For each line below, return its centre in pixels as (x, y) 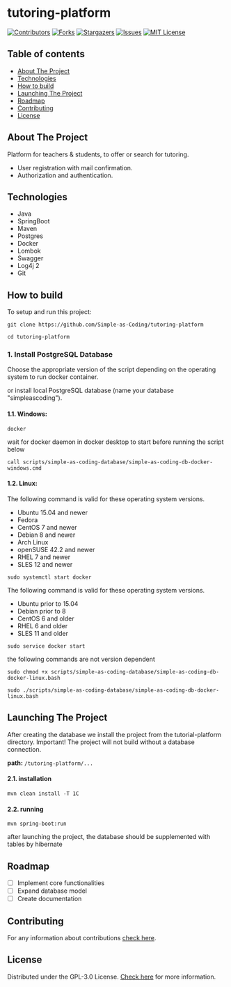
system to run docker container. (53, 377)
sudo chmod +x (28, 671)
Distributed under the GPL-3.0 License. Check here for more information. (112, 977)
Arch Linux (33, 542)
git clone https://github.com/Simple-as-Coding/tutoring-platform (105, 325)
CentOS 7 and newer (47, 527)
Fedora (27, 520)
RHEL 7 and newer (44, 557)
